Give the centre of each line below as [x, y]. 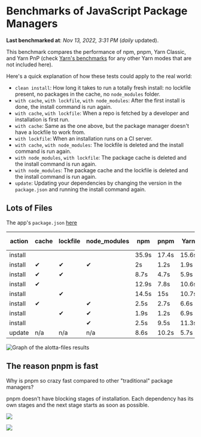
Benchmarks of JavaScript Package [97, 11]
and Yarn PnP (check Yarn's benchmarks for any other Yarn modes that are [99, 58]
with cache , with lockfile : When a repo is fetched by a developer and [102, 113]
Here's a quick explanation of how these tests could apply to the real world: [99, 76]
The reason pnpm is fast [52, 366]
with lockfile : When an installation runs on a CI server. [83, 138]
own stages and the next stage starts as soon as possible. [78, 405]
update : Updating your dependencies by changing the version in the [98, 183]
